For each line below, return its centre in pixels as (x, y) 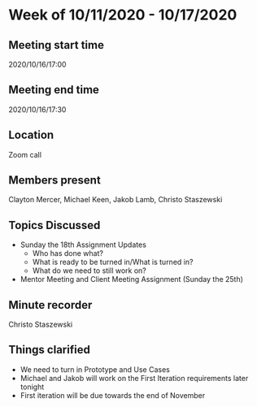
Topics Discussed (54, 225)
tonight (32, 387)
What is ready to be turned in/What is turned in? (113, 262)
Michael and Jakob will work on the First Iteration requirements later (134, 378)
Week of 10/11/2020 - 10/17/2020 (123, 15)
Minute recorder (50, 305)
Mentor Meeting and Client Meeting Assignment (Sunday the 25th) (132, 279)
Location (31, 135)
